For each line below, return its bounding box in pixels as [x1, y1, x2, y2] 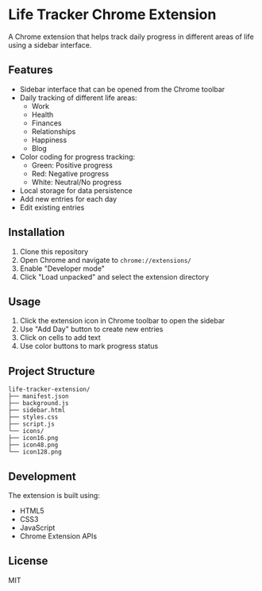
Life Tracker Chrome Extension [8, 6, 217, 24]
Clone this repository [19, 246, 89, 256]
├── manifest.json [8, 392, 69, 400]
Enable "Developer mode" [19, 264, 106, 273]
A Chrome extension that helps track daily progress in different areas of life [8, 32, 254, 41]
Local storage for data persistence [19, 185, 133, 195]
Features [8, 64, 53, 77]
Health [31, 110, 54, 119]
